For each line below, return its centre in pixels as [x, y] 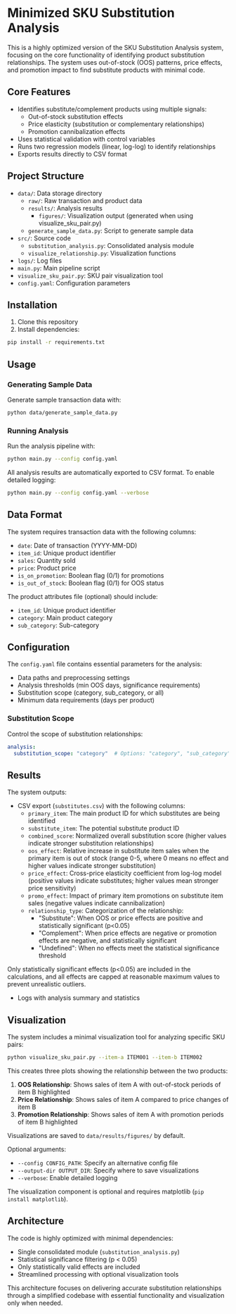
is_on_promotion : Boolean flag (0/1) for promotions [91, 575]
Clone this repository [48, 322]
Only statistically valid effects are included [79, 1267]
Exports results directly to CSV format [72, 154]
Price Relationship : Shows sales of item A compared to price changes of [123, 1100]
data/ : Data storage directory [60, 193]
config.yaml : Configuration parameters [74, 283]
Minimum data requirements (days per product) [86, 700]
